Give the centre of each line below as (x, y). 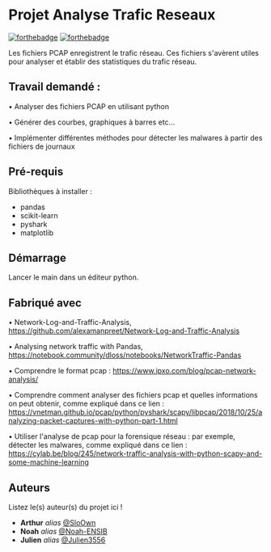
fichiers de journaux (42, 146)
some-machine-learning (49, 462)
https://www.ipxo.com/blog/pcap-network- (184, 371)
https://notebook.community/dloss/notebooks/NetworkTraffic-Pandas (125, 355)
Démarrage (37, 257)
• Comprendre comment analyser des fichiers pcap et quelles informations (133, 395)
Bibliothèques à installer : (51, 191)
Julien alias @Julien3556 (63, 540)
